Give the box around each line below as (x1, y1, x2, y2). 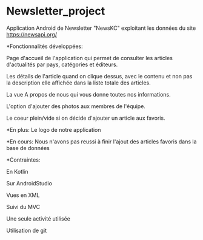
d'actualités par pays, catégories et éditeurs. (6, 61, 118, 68)
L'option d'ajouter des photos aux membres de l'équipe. (6, 102, 145, 110)
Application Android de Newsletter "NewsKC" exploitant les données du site (6, 24, 196, 32)
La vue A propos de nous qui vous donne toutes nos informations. (6, 91, 171, 98)
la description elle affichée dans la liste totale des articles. (6, 79, 151, 86)
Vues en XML (6, 191, 40, 199)
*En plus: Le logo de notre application (6, 126, 101, 133)
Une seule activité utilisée (6, 214, 71, 222)
